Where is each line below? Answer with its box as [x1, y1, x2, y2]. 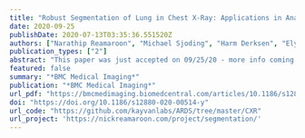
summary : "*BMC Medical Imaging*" [9, 73, 141, 82]
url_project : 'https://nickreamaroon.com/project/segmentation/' [9, 114, 261, 123]
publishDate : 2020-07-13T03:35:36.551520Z [9, 30, 172, 39]
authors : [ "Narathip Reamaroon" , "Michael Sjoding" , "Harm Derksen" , [9, 38, 279, 48]
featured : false [9, 64, 71, 74]
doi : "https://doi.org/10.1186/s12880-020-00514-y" [9, 97, 209, 107]
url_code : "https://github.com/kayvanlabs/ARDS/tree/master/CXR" [9, 106, 261, 115]
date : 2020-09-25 [9, 22, 75, 31]
